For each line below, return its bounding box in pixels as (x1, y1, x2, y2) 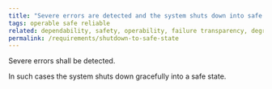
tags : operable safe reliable (8, 19, 111, 27)
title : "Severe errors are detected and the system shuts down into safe (8, 11, 263, 20)
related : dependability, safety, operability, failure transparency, (8, 26, 249, 34)
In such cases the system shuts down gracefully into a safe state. (8, 71, 227, 81)
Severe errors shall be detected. (8, 56, 116, 66)
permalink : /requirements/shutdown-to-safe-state (8, 34, 180, 42)
